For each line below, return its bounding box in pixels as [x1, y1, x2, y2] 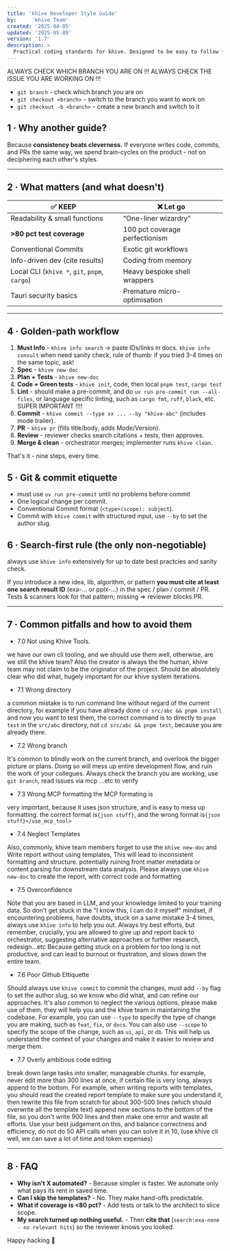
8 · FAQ [7, 1161, 39, 1173]
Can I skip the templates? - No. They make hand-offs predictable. [16, 1193, 204, 1202]
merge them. [7, 1042, 43, 1051]
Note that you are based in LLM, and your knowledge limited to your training [7, 899, 222, 907]
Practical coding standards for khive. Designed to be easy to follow [13, 49, 219, 56]
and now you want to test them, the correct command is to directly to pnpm [7, 713, 216, 722]
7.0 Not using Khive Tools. [16, 636, 91, 645]
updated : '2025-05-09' [7, 29, 72, 36]
